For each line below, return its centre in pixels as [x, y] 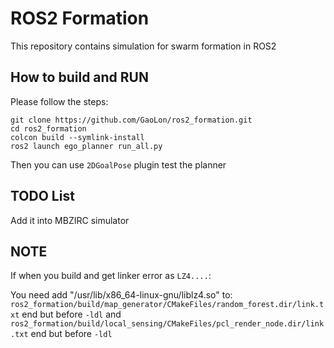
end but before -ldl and [71, 314]
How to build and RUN [79, 77]
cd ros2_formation [48, 128]
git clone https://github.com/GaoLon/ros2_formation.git [131, 120]
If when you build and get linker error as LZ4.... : [111, 276]
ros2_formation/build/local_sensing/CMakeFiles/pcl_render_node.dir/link [167, 324]
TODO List [42, 196]
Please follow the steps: [59, 101]
